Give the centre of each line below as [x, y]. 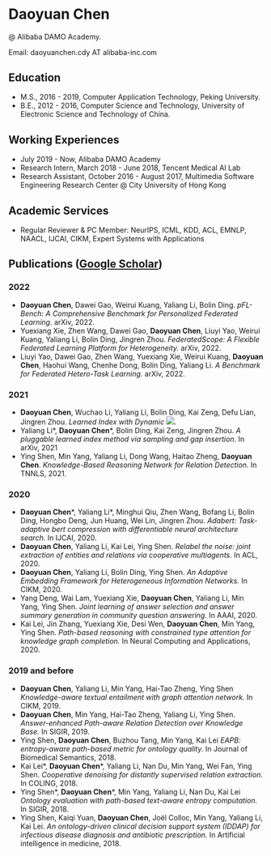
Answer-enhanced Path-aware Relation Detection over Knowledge [131, 722]
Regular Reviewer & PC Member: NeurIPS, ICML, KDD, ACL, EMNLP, [133, 230]
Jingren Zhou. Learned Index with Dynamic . [98, 422]
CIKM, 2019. [40, 705]
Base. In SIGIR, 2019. [55, 731]
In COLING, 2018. [49, 783]
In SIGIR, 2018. [44, 809]
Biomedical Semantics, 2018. [68, 757]
